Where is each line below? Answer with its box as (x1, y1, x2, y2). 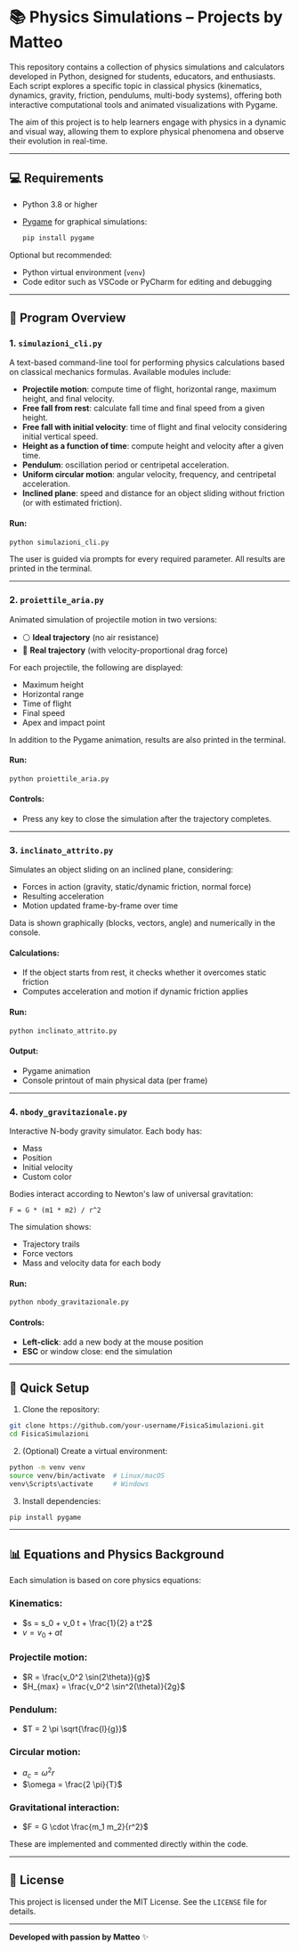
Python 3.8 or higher (21, 199, 98, 209)
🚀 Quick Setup (9, 1380, 90, 1395)
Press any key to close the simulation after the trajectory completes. (21, 813, 272, 824)
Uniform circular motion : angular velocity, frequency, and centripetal (21, 469, 277, 480)
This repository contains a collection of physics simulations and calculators (9, 61, 285, 72)
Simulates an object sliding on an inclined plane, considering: (9, 865, 234, 875)
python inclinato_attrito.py (9, 1026, 117, 1036)
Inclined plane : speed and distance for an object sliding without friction (21, 488, 285, 499)
